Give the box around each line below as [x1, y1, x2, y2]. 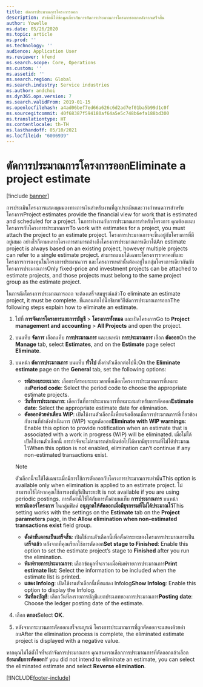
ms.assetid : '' [6, 71, 45, 77]
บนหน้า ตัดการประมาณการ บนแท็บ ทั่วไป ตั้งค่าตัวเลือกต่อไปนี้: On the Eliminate [15, 359, 181, 366]
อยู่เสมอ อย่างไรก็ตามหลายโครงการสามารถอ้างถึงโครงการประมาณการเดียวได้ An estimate [6, 237, 186, 245]
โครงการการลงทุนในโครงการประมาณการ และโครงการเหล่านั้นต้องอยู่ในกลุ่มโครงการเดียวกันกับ [6, 258, 195, 265]
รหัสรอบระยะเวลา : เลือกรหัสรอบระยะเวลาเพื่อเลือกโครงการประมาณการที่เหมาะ [24, 377, 178, 385]
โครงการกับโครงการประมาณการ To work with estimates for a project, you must [6, 224, 185, 231]
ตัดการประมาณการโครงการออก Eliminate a [6, 159, 186, 173]
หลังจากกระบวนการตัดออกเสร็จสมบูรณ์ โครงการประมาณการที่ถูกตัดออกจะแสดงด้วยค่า [15, 623, 185, 631]
